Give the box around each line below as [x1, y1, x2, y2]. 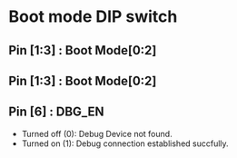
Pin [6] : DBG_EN [8, 104, 105, 120]
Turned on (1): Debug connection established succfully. [21, 138, 229, 149]
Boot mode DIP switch [8, 6, 178, 27]
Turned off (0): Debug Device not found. [21, 128, 173, 139]
